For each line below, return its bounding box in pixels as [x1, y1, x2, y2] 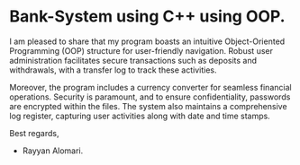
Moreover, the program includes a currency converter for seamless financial [9, 82, 292, 92]
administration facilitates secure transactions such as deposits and [9, 55, 258, 65]
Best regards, [9, 127, 59, 138]
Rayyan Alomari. [22, 145, 84, 156]
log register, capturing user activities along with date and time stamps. [9, 110, 270, 121]
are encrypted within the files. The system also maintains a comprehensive [9, 100, 287, 111]
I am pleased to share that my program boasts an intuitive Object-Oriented [9, 36, 286, 47]
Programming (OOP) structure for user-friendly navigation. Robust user [9, 45, 273, 56]
